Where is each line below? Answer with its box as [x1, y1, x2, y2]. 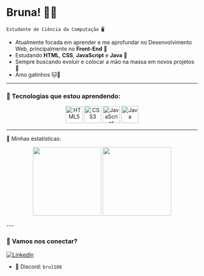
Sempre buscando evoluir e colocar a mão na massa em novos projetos [15, 58, 194, 65]
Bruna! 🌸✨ [6, 5, 58, 19]
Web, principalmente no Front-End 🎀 [15, 45, 107, 52]
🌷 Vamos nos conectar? [6, 237, 78, 246]
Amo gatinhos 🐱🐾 [15, 71, 61, 78]
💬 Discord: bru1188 [15, 263, 62, 270]
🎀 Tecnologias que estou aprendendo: [6, 91, 121, 100]
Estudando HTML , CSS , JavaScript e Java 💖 [15, 51, 127, 58]
